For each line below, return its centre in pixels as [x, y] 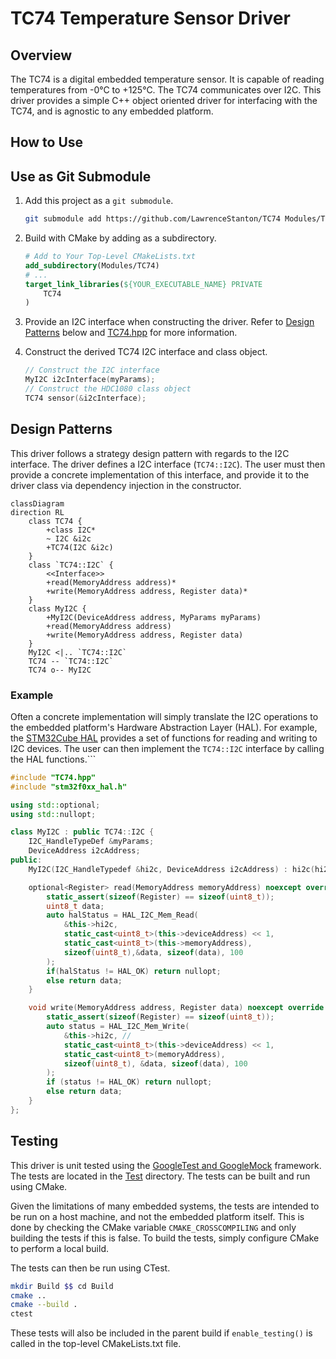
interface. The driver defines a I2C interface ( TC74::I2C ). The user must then [168, 464]
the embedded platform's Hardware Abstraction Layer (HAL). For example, [164, 727]
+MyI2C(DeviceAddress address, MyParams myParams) [154, 617]
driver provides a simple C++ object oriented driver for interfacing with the [164, 100]
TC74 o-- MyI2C [60, 670]
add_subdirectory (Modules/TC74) [92, 265]
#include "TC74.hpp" [53, 777]
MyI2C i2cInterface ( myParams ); [90, 380]
